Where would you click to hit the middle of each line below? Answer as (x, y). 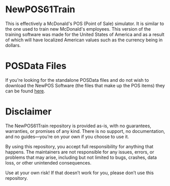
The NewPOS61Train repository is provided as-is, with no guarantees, (78, 126)
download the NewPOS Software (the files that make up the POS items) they (85, 85)
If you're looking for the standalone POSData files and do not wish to (77, 80)
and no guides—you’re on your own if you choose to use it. (67, 136)
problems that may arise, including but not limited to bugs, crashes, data (81, 157)
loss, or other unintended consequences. (48, 162)
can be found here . (25, 91)
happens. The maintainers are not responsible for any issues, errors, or (80, 152)
